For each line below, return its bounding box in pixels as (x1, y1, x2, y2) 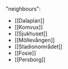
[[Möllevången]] (14, 37, 55, 43)
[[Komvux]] (14, 24, 43, 31)
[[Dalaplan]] (14, 17, 45, 24)
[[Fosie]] (14, 49, 36, 57)
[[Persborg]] (14, 56, 46, 63)
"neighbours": (5, 5, 41, 12)
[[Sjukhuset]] (14, 30, 48, 37)
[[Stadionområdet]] (14, 43, 63, 50)
